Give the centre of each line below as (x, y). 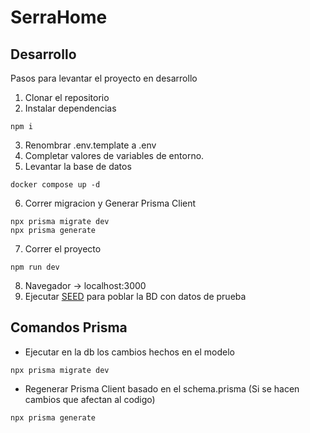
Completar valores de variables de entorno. (114, 155)
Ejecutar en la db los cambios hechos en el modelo (129, 352)
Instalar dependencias (70, 108)
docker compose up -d (55, 185)
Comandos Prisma (69, 327)
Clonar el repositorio (67, 97)
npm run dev (35, 267)
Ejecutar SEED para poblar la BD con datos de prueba (135, 296)
